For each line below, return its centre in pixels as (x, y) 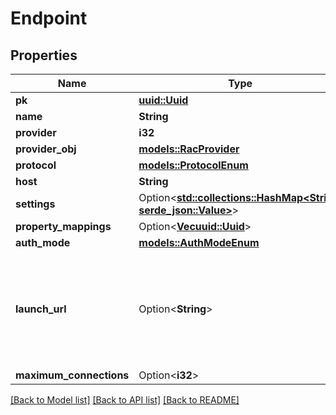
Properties (44, 55)
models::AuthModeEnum (199, 242)
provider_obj (46, 149)
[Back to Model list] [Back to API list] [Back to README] (125, 400)
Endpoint (49, 18)
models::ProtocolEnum (193, 165)
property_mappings (63, 226)
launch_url (41, 309)
